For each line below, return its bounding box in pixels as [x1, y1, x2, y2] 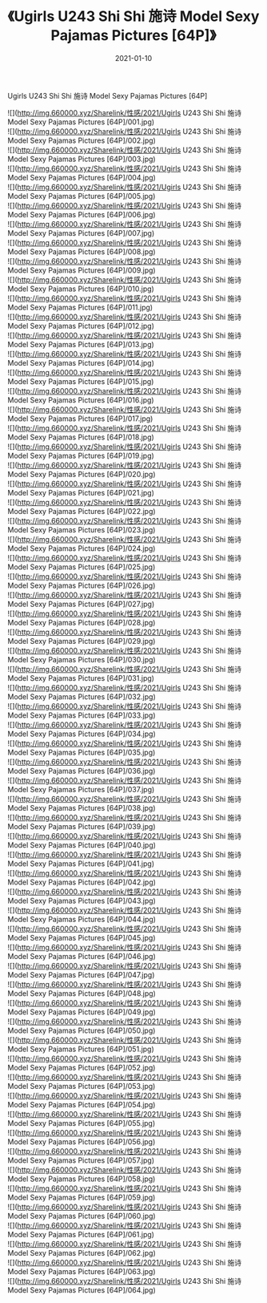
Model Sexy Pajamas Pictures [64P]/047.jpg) [7, 969, 155, 979]
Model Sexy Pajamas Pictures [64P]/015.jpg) [7, 376, 154, 386]
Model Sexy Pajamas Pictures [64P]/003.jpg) [7, 154, 157, 164]
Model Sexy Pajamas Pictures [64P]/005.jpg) [7, 191, 156, 200]
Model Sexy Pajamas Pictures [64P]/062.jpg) [7, 1248, 157, 1257]
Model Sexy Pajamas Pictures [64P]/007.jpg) [7, 228, 155, 237]
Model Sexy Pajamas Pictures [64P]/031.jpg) [7, 673, 155, 682]
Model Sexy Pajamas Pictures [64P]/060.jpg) [7, 1211, 157, 1220]
